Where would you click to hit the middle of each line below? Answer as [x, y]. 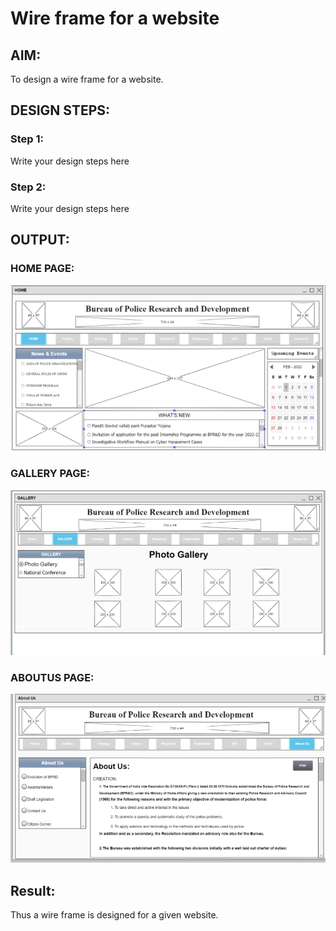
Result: [33, 890]
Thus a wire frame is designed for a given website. [114, 915]
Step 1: [27, 139]
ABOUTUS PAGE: [52, 677]
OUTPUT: [40, 240]
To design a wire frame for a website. [87, 79]
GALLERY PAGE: [50, 474]
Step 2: [28, 187]
